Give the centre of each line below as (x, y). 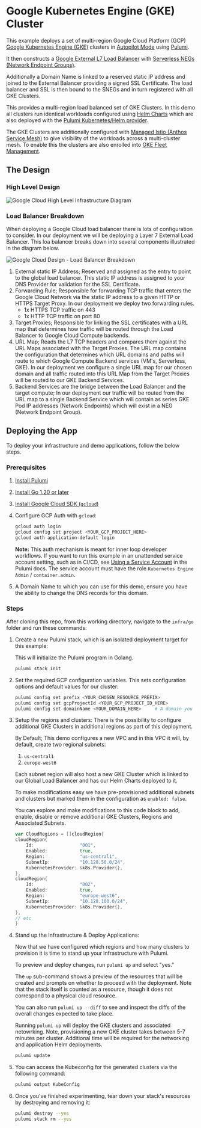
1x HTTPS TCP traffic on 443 (60, 310)
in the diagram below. (33, 248)
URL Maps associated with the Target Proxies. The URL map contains (100, 348)
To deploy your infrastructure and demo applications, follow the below (93, 445)
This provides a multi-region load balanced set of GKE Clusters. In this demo (101, 107)
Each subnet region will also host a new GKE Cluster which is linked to (102, 774)
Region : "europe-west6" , (73, 896)
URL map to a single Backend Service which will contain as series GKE (102, 399)
